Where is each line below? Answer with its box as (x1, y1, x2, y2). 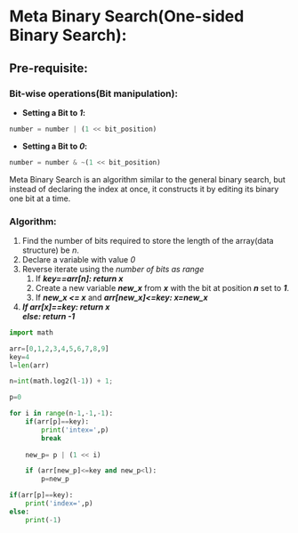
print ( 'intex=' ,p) (41, 425, 109, 434)
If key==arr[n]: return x (35, 273, 124, 284)
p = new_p (41, 474, 69, 484)
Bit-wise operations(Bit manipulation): (9, 87, 178, 100)
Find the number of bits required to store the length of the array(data (21, 235, 274, 246)
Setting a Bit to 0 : (21, 141, 88, 151)
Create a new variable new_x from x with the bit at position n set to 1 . (35, 282, 290, 293)
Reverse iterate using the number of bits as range (21, 263, 205, 274)
